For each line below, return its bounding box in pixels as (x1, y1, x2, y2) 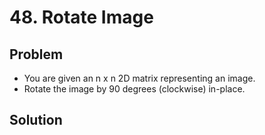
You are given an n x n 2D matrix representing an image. (23, 72, 256, 84)
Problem (9, 46, 64, 63)
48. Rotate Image (9, 6, 154, 29)
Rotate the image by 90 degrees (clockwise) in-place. (23, 83, 246, 95)
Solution (9, 112, 63, 129)
